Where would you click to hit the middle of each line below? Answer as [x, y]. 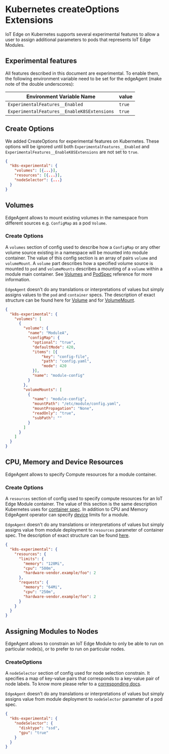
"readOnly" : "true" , [54, 413]
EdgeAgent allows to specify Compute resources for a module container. [81, 474]
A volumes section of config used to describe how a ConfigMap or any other [83, 247]
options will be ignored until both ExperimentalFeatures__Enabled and [77, 146]
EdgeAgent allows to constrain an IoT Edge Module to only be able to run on [84, 643]
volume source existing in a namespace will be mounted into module [77, 252]
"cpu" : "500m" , [39, 568]
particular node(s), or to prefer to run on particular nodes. [65, 649]
